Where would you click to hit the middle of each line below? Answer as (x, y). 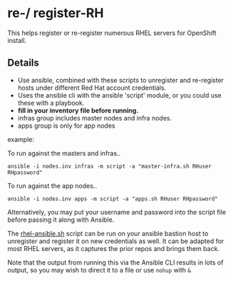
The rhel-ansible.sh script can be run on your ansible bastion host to (108, 233)
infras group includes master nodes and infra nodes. (95, 118)
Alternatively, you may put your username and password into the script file (117, 212)
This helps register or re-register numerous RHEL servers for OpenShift (112, 33)
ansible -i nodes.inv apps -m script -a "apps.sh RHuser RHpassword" (113, 199)
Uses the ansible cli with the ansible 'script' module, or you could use (120, 95)
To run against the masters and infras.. (64, 153)
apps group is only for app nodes (66, 126)
